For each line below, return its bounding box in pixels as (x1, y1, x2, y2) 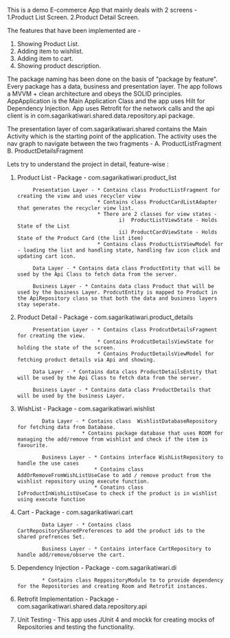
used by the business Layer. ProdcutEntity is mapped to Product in (16, 289, 218, 296)
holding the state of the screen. (16, 344, 116, 351)
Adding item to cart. (16, 54, 73, 63)
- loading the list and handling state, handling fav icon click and (16, 247, 221, 254)
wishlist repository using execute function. (16, 478, 150, 485)
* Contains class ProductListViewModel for (97, 241, 224, 247)
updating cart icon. (16, 253, 76, 260)
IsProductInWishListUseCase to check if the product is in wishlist (16, 490, 218, 497)
